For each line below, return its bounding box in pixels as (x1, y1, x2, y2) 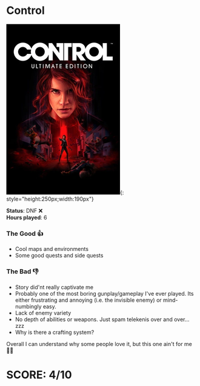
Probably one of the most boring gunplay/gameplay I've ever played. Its (15, 290, 194, 297)
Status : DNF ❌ (6, 207, 43, 214)
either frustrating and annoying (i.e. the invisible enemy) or (15, 296, 162, 304)
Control (6, 4, 45, 18)
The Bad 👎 (6, 267, 39, 276)
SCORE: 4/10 (6, 368, 72, 382)
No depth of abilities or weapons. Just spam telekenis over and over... (15, 316, 190, 323)
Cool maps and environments (15, 245, 89, 253)
